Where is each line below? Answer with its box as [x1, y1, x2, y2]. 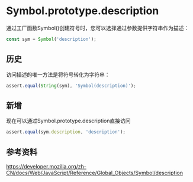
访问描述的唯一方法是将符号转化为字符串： [6, 71, 110, 78]
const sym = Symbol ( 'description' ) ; [6, 36, 96, 42]
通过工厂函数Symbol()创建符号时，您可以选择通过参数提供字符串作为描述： [6, 24, 189, 31]
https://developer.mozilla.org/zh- [6, 163, 87, 170]
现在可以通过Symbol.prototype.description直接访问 [6, 117, 131, 125]
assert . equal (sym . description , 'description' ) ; [6, 129, 126, 135]
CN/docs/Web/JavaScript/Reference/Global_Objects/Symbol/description [6, 170, 184, 176]
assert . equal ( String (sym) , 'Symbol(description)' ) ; [6, 83, 136, 89]
